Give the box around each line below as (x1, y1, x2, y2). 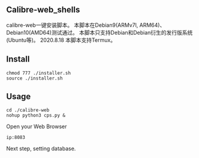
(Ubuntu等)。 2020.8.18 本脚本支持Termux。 (6, 36, 116, 44)
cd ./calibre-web (6, 107, 50, 113)
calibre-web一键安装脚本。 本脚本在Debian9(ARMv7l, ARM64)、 (6, 21, 165, 29)
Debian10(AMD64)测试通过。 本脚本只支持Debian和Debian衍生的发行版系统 (6, 29, 193, 36)
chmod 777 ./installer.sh (6, 70, 71, 76)
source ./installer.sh (6, 75, 63, 81)
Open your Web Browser (6, 123, 67, 130)
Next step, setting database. (6, 145, 76, 152)
